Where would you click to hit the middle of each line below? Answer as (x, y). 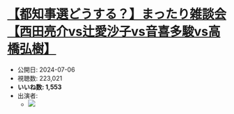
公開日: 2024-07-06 (46, 70)
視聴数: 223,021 (40, 78)
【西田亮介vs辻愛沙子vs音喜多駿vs (108, 32)
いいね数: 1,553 (39, 87)
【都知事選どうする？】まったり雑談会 (117, 14)
